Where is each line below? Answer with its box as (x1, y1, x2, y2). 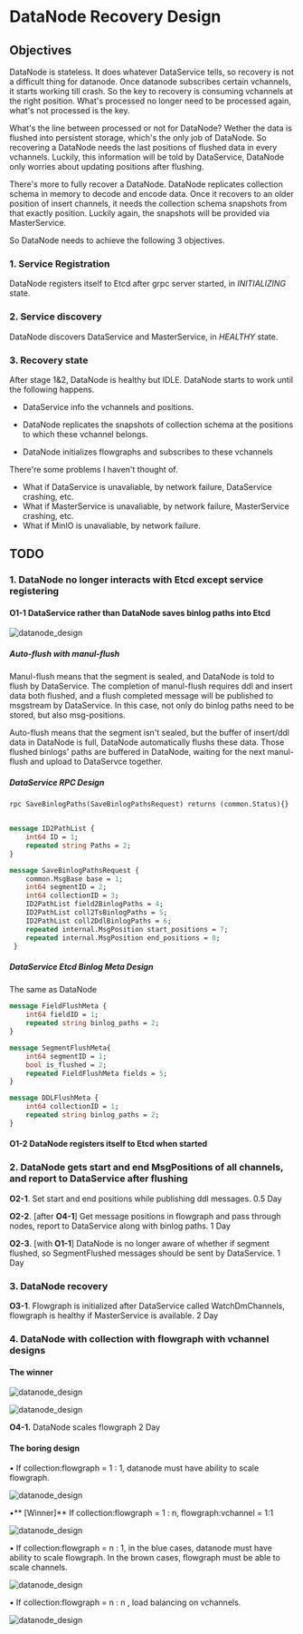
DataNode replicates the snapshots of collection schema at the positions (22, 419, 294, 430)
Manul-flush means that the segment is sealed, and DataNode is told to (9, 671, 275, 682)
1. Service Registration (9, 257, 110, 269)
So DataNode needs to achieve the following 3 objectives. (9, 235, 225, 246)
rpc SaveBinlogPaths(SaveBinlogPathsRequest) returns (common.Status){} (9, 800, 289, 809)
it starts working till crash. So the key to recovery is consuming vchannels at (9, 86, 294, 96)
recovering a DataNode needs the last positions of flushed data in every (9, 142, 278, 152)
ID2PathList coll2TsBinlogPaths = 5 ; (25, 908, 168, 917)
